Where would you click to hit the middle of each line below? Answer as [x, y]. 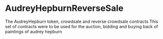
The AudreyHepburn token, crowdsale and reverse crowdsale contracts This [81, 21]
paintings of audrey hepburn [34, 31]
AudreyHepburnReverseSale [64, 8]
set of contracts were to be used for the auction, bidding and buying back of [81, 26]
